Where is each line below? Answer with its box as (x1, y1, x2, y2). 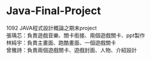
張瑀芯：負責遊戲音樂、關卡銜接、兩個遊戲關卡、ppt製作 (6, 31, 145, 39)
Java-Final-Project (6, 4, 101, 18)
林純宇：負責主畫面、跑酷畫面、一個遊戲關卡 (6, 39, 116, 46)
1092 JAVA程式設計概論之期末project (6, 24, 97, 31)
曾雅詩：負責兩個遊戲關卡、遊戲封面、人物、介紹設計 (6, 46, 137, 54)
